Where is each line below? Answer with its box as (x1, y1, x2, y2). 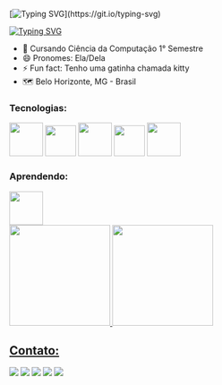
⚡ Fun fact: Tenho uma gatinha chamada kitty (21, 63, 190, 73)
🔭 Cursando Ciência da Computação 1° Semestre (21, 43, 204, 54)
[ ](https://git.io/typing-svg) (9, 9, 161, 19)
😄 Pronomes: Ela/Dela (21, 53, 106, 63)
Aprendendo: (9, 170, 69, 183)
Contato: (9, 343, 60, 358)
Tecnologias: (9, 101, 67, 114)
